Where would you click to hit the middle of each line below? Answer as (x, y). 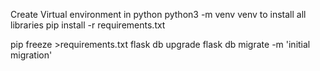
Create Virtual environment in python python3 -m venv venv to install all (158, 14)
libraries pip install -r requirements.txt (88, 25)
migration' (31, 55)
